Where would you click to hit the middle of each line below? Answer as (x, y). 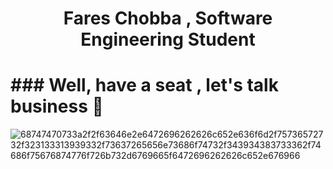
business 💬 (57, 106)
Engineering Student (168, 39)
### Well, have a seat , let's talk (144, 85)
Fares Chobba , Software (168, 18)
